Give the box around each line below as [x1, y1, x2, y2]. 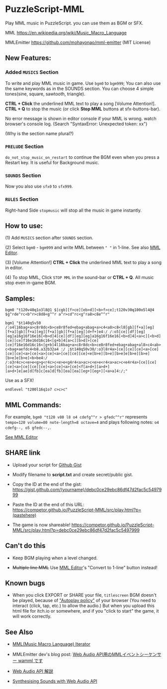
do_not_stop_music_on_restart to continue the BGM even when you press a [5, 154, 160, 160]
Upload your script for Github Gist [12, 462, 82, 468]
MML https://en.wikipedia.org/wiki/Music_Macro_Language [5, 29, 127, 35]
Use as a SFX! [5, 377, 34, 383]
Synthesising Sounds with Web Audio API [12, 678, 98, 685]
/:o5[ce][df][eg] [109, 330, 146, 335]
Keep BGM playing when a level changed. [12, 555, 98, 561]
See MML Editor [5, 434, 38, 440]
